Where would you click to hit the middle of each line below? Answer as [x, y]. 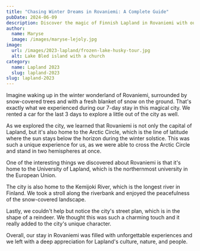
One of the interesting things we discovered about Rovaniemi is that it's [93, 163]
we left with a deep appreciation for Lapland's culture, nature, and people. [97, 241]
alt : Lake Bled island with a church [58, 56]
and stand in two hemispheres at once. [54, 151]
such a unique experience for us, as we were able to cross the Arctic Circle [98, 145]
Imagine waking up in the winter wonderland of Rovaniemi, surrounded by [97, 95]
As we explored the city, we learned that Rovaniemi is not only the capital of [99, 126]
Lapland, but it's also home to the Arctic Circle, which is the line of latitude [97, 132]
